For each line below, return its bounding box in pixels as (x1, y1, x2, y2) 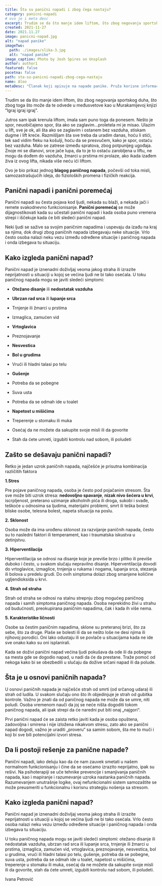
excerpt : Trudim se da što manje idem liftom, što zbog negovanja (5, 20, 141, 26)
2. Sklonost (5, 517, 28, 523)
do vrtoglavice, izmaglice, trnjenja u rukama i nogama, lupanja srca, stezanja (5, 566, 157, 572)
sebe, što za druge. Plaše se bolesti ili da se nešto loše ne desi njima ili (5, 629, 146, 635)
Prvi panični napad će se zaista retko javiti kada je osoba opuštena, (5, 716, 139, 722)
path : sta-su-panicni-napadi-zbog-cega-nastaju (5, 75, 103, 79)
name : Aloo (5, 79, 27, 84)
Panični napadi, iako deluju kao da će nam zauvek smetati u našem (5, 759, 138, 764)
